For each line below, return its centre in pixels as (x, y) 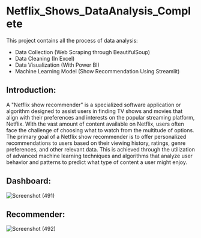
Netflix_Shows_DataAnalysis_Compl (98, 11)
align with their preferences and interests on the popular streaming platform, (100, 117)
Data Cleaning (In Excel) (45, 58)
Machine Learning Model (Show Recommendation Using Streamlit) (97, 71)
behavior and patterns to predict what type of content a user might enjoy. (97, 162)
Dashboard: (28, 181)
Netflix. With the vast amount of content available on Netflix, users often (95, 124)
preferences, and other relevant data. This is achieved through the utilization (100, 149)
